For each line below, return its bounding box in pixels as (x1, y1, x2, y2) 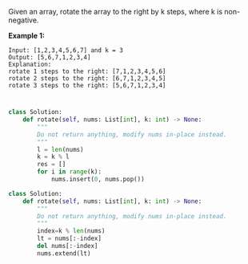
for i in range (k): (37, 168, 102, 176)
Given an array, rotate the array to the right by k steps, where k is (8, 7, 222, 16)
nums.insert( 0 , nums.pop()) (50, 176, 146, 184)
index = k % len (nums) (37, 227, 106, 235)
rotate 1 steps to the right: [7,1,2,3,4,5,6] (8, 67, 166, 75)
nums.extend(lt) (37, 249, 91, 258)
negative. (8, 15, 39, 25)
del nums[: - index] (37, 242, 98, 250)
